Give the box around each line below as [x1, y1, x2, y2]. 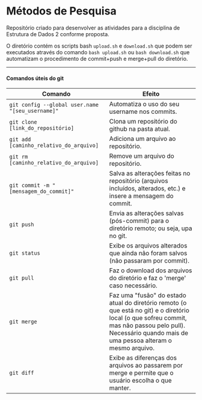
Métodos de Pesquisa [6, 4, 117, 18]
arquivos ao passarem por [109, 361, 183, 370]
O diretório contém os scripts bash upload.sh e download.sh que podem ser [6, 42, 192, 49]
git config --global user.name [9, 101, 99, 108]
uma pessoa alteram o [109, 336, 173, 345]
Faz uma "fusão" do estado [109, 291, 186, 299]
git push [9, 221, 34, 228]
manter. [109, 384, 131, 392]
